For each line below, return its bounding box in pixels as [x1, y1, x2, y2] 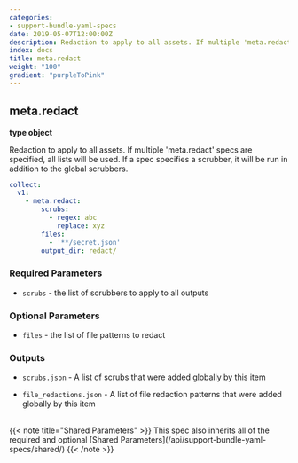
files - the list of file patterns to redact [21, 330, 166, 341]
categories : [9, 12, 53, 22]
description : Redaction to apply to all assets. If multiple [9, 37, 240, 47]
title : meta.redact [9, 54, 82, 63]
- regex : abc [48, 214, 98, 223]
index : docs [9, 46, 53, 55]
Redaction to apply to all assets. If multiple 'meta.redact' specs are [9, 144, 253, 155]
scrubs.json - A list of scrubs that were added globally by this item [21, 372, 266, 382]
